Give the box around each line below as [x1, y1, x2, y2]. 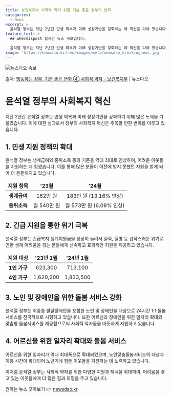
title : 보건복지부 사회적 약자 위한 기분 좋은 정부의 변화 [5, 7, 111, 13]
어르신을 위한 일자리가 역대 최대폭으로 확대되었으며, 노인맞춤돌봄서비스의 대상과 [5, 351, 164, 358]
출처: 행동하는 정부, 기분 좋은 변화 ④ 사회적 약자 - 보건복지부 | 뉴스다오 [5, 75, 148, 82]
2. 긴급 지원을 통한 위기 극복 [5, 221, 88, 229]
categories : [5, 12, 31, 17]
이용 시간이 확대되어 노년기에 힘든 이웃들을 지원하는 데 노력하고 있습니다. [5, 358, 150, 364]
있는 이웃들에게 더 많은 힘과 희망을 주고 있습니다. [10, 375, 108, 381]
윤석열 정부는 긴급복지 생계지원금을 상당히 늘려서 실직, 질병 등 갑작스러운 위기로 [5, 236, 164, 242]
